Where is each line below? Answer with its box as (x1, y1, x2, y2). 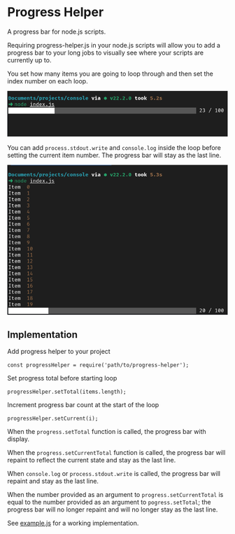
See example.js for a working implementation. (7, 519, 139, 527)
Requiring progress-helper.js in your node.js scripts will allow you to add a (7, 41, 220, 49)
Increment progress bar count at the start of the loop (7, 400, 159, 409)
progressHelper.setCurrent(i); (7, 415, 99, 422)
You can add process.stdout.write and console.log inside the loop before (7, 144, 222, 152)
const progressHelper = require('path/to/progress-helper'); (7, 362, 190, 369)
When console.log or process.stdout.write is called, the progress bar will (7, 469, 220, 477)
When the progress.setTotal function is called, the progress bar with (7, 427, 206, 435)
